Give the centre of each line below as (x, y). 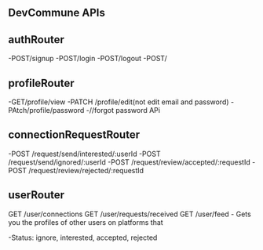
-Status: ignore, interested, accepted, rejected (83, 237)
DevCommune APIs (57, 13)
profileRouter (41, 83)
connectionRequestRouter (74, 135)
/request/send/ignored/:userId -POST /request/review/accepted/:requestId (130, 162)
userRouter (37, 195)
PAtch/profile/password (46, 111)
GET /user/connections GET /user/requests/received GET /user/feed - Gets (130, 214)
